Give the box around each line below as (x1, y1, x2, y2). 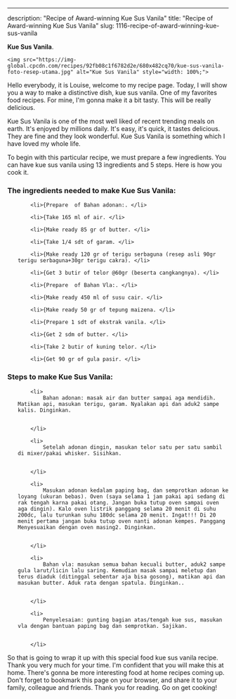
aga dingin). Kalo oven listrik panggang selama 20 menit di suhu (17, 505, 216, 512)
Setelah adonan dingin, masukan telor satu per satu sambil (43, 443, 223, 451)
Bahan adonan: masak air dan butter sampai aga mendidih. (43, 394, 216, 402)
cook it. (7, 168, 29, 176)
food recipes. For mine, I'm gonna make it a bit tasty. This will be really (7, 96, 211, 104)
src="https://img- (22, 56, 77, 63)
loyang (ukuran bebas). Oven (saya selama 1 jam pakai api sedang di (17, 493, 226, 500)
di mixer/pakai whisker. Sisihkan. (17, 450, 122, 457)
